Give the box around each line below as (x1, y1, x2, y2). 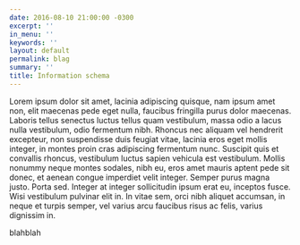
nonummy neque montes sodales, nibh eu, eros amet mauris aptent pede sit (9, 162, 290, 173)
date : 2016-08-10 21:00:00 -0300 (9, 13, 134, 22)
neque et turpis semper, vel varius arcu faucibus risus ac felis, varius (9, 200, 263, 211)
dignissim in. (9, 209, 56, 220)
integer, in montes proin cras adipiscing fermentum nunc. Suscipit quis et (9, 143, 279, 154)
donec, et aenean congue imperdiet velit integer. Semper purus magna (9, 172, 270, 182)
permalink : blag (9, 55, 70, 63)
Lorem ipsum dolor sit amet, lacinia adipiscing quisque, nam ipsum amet (9, 96, 276, 106)
